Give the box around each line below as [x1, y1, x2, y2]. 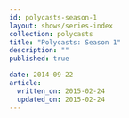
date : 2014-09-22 [9, 70, 74, 80]
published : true [9, 54, 69, 63]
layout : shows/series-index [9, 21, 114, 30]
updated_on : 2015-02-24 [17, 95, 105, 104]
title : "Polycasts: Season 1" [9, 37, 122, 47]
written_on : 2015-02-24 [17, 86, 105, 96]
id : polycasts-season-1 [9, 12, 98, 22]
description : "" [9, 46, 69, 55]
